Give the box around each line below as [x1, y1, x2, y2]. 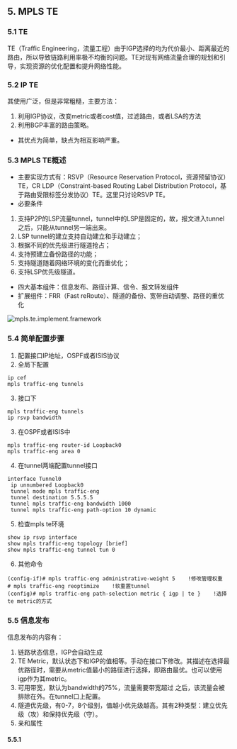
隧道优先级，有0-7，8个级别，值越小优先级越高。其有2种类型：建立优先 [17, 701, 228, 709]
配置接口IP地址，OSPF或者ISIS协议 [17, 351, 120, 360]
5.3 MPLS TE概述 [7, 155, 67, 165]
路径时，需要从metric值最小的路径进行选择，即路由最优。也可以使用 [23, 665, 223, 674]
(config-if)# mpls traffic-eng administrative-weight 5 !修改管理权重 [7, 575, 223, 582]
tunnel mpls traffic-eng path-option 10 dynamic [10, 506, 157, 514]
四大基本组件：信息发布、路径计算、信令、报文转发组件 [17, 283, 179, 292]
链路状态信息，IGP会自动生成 [17, 648, 103, 656]
